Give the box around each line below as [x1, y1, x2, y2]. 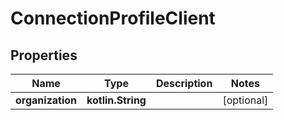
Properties [10, 47, 78, 64]
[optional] [222, 93, 269, 107]
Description [155, 77, 213, 90]
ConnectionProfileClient [10, 7, 216, 30]
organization [15, 93, 78, 107]
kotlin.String [86, 93, 147, 107]
